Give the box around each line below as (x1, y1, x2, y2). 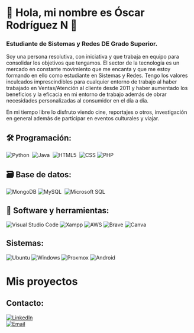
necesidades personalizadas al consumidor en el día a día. (6, 97, 149, 104)
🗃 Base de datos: (6, 169, 72, 180)
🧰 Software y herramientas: (6, 205, 109, 216)
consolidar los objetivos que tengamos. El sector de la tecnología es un (6, 59, 180, 66)
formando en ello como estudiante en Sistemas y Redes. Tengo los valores (6, 72, 188, 79)
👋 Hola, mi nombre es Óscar (6, 6, 145, 20)
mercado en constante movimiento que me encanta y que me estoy (6, 66, 171, 73)
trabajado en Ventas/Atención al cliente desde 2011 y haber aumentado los (6, 85, 188, 92)
